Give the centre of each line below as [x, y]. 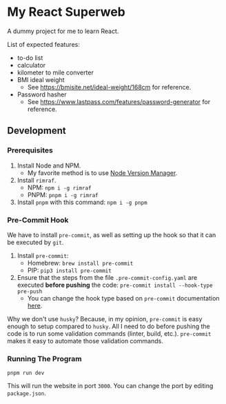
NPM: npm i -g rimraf [59, 188]
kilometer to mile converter [55, 72]
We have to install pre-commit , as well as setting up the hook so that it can [112, 234]
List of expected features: [44, 44]
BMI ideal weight [41, 79]
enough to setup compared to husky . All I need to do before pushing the [109, 326]
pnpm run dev [26, 373]
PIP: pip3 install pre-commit [69, 270]
